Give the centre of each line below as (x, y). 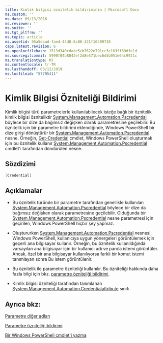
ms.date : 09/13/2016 (26, 19)
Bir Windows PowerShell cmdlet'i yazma (46, 335)
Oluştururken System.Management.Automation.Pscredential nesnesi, (82, 233)
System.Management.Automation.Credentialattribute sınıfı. (71, 289)
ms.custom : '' (20, 14)
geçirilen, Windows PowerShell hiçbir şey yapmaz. (63, 223)
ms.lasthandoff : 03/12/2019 (34, 69)
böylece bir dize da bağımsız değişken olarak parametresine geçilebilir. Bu (80, 122)
